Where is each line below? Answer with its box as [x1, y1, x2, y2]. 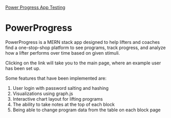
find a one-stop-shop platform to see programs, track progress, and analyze [5, 44, 166, 51]
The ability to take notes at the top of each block [12, 101, 115, 107]
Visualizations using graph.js [12, 90, 73, 97]
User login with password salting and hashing [12, 85, 109, 91]
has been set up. [5, 65, 41, 71]
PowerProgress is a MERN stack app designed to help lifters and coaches [5, 39, 160, 45]
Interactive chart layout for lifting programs [12, 96, 103, 102]
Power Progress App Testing [5, 5, 65, 10]
